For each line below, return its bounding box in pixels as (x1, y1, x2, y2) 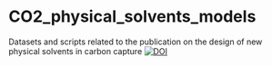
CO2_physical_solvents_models (8, 6, 257, 27)
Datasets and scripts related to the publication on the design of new (8, 36, 263, 47)
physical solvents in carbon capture (8, 45, 143, 56)
